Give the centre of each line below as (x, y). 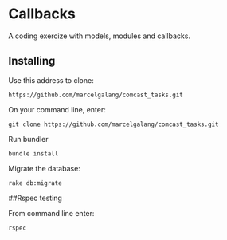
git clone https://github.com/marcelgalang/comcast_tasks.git (113, 124)
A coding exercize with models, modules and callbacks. (100, 36)
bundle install (33, 153)
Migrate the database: (45, 168)
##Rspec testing (35, 198)
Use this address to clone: (51, 80)
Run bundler (29, 139)
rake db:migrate (35, 183)
